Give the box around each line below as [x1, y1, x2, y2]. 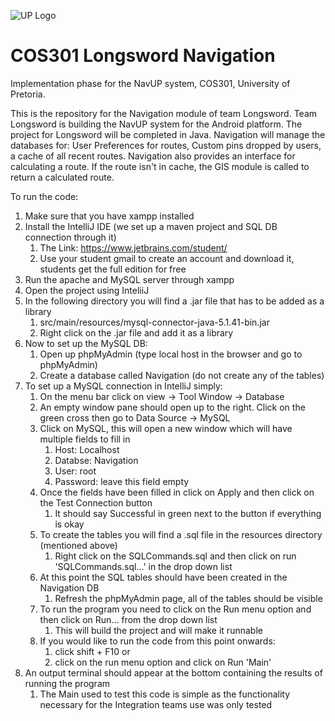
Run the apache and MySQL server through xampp [24, 273, 235, 285]
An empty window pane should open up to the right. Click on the [39, 401, 306, 413]
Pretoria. [10, 88, 46, 100]
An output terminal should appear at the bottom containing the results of [24, 666, 323, 679]
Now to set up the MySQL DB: [24, 337, 148, 349]
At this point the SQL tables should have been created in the [39, 571, 288, 583]
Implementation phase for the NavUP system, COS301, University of [10, 77, 291, 89]
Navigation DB [39, 581, 100, 594]
